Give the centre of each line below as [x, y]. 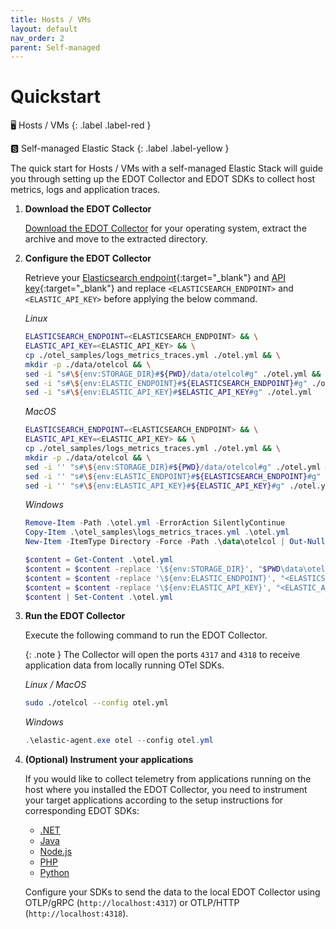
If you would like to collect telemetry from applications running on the [168, 779]
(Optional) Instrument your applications [109, 760]
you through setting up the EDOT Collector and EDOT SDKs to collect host [163, 179]
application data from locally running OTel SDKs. [124, 665]
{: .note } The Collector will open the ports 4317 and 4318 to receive [162, 655]
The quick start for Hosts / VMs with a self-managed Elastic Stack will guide [166, 168]
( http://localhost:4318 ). [76, 913]
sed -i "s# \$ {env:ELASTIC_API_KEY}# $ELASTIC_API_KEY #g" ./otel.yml [168, 392]
